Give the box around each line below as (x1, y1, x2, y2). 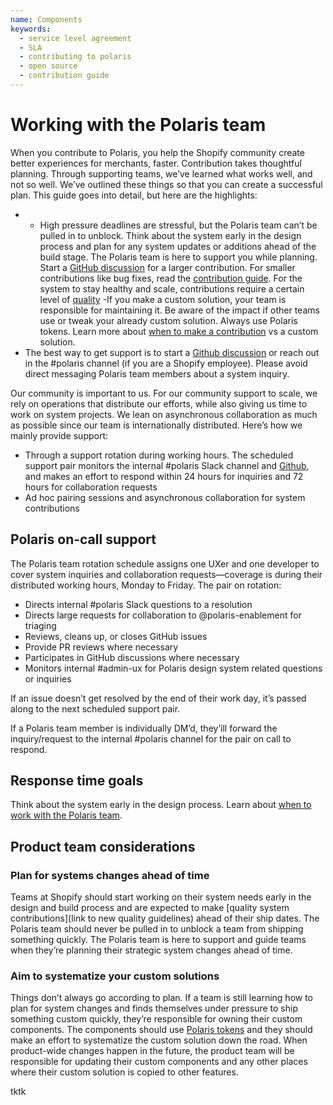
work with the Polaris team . (10, 809, 123, 821)
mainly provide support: (10, 429, 109, 441)
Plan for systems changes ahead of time (10, 868, 210, 882)
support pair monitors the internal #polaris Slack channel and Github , (24, 459, 310, 471)
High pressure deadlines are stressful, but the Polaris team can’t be (39, 219, 318, 231)
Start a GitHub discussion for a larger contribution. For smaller (39, 261, 296, 273)
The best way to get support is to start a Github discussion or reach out (24, 346, 320, 358)
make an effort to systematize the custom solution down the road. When (10, 1034, 308, 1046)
